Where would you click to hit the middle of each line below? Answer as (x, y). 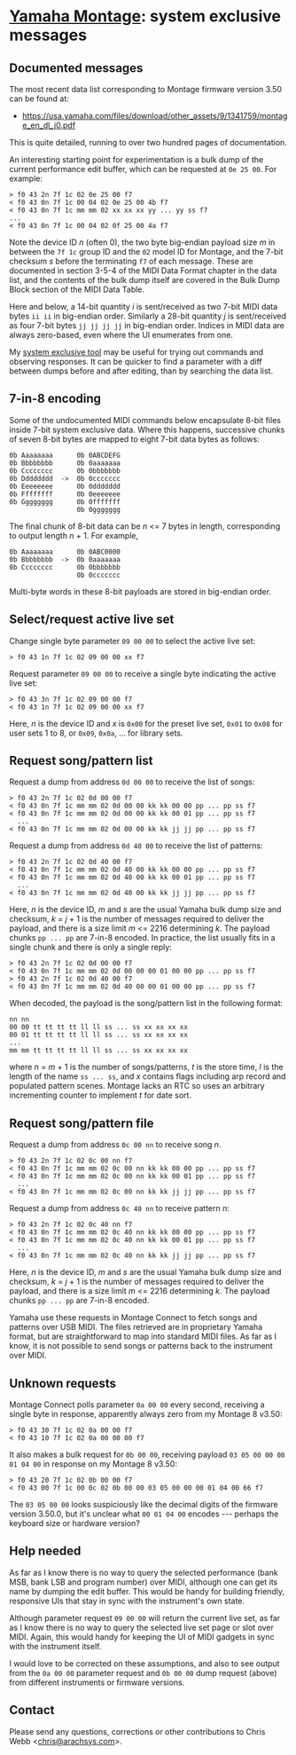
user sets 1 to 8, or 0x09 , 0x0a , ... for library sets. (96, 733)
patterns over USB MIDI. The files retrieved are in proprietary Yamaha (136, 1327)
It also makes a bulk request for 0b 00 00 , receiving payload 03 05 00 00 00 (147, 1455)
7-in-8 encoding (55, 399)
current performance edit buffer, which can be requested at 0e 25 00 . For (143, 169)
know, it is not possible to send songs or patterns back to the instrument (141, 1346)
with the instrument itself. (55, 1646)
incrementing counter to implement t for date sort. (101, 1095)
